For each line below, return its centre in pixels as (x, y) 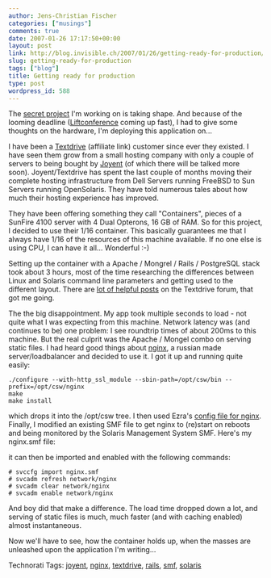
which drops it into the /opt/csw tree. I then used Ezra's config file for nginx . (135, 416)
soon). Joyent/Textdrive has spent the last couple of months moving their (130, 172)
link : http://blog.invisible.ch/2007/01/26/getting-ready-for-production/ (137, 53)
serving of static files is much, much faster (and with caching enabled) (126, 517)
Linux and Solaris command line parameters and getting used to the (121, 281)
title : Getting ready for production (72, 76)
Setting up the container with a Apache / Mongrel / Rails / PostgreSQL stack (134, 264)
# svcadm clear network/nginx (59, 486)
